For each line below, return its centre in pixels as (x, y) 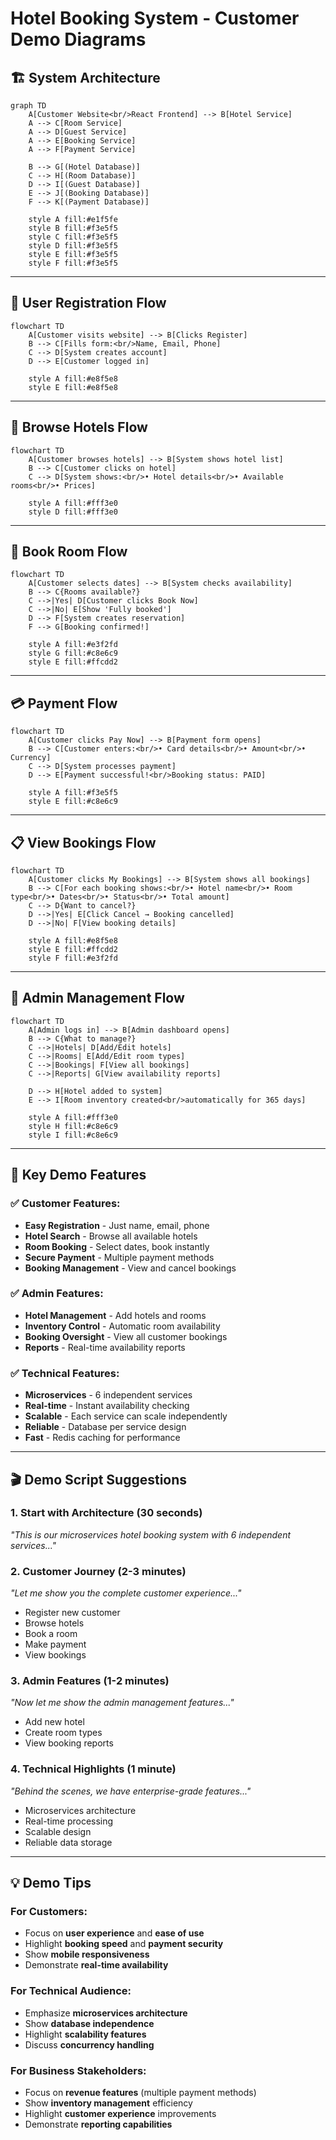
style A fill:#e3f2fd (73, 645)
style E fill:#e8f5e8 (73, 387)
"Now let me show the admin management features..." (122, 1703)
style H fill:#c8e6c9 (73, 1126)
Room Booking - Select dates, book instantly (117, 1246)
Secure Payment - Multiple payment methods (119, 1257)
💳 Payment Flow (64, 703)
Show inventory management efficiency (108, 2103)
